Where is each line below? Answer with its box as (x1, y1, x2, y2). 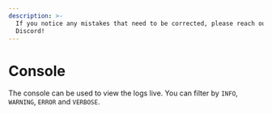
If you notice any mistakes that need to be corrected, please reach (15, 19, 255, 27)
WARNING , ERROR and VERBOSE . (8, 97, 100, 107)
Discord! (15, 27, 45, 35)
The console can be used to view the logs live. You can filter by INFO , (8, 88, 239, 98)
